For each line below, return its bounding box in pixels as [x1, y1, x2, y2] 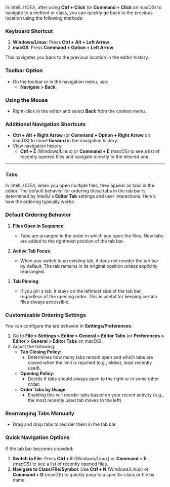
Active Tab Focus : [12, 248, 52, 254]
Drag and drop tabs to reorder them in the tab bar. [12, 421, 117, 427]
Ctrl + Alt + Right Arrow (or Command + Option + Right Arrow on [12, 132, 151, 138]
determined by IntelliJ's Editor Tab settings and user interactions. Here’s [5, 193, 156, 199]
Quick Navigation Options [5, 434, 70, 441]
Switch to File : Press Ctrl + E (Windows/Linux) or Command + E [12, 455, 147, 461]
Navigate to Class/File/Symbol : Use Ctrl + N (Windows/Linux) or [12, 466, 149, 472]
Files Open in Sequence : [12, 223, 65, 229]
